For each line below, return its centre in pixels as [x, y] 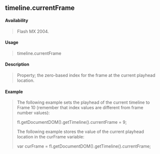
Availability [17, 20]
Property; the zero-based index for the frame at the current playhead [86, 75]
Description [17, 64]
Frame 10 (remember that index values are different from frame [80, 108]
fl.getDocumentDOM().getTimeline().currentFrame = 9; [72, 122]
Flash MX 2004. [33, 31]
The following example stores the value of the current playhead [80, 132]
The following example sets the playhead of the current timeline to [83, 102]
